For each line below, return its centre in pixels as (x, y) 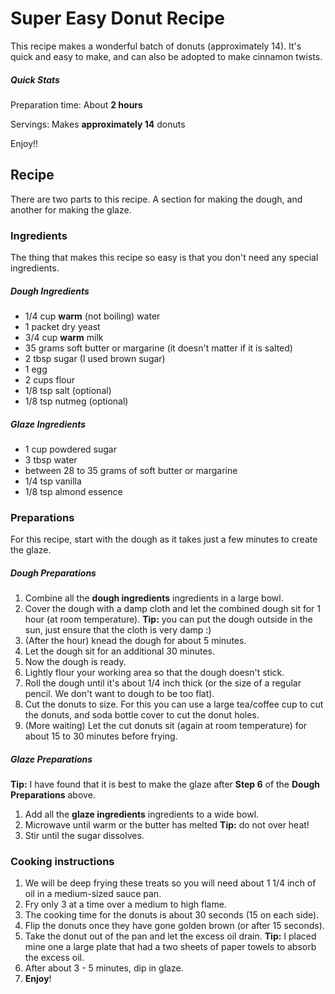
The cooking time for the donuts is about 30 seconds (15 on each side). (172, 915)
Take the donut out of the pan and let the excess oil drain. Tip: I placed (170, 936)
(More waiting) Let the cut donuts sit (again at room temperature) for (166, 726)
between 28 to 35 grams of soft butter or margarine (131, 470)
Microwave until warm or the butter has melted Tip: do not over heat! (167, 825)
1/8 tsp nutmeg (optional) (76, 401)
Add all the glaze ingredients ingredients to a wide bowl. (142, 814)
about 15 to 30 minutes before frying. (101, 736)
